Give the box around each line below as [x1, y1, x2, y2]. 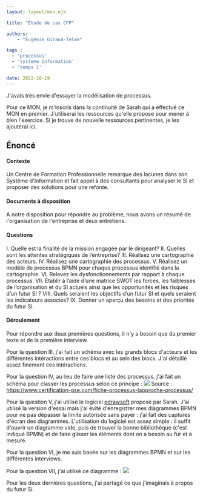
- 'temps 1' [12, 64, 42, 70]
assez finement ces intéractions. [6, 361, 88, 368]
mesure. [6, 437, 27, 444]
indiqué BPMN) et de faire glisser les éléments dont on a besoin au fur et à [6, 430, 192, 437]
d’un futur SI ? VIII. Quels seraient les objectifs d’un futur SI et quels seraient [6, 290, 196, 297]
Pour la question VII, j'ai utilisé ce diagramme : [6, 467, 122, 474]
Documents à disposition [6, 198, 71, 205]
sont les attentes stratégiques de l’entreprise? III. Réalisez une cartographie [6, 251, 194, 258]
